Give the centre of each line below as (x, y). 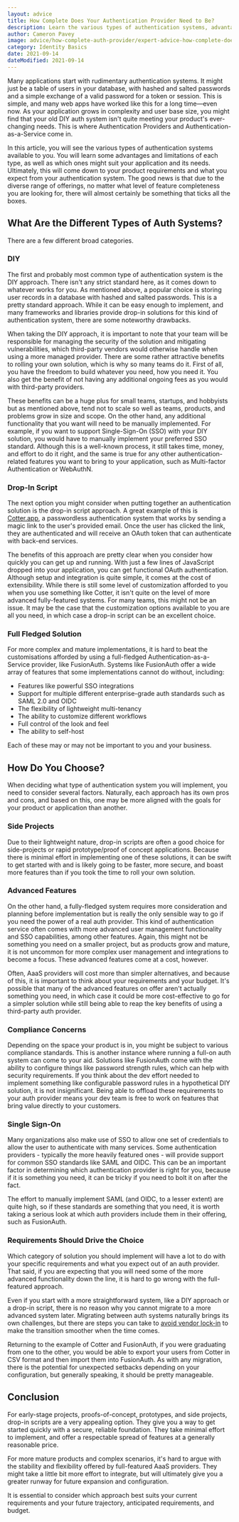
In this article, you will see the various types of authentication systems (110, 148)
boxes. (17, 201)
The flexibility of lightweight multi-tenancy (80, 709)
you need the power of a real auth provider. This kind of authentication (111, 921)
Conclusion (33, 1397)
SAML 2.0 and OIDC (47, 701)
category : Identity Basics (47, 47)
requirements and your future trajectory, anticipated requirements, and (111, 1503)
